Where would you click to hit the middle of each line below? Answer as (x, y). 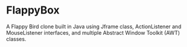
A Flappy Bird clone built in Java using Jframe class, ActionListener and (94, 26)
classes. (16, 39)
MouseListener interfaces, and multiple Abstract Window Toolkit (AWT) (93, 32)
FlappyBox (33, 10)
